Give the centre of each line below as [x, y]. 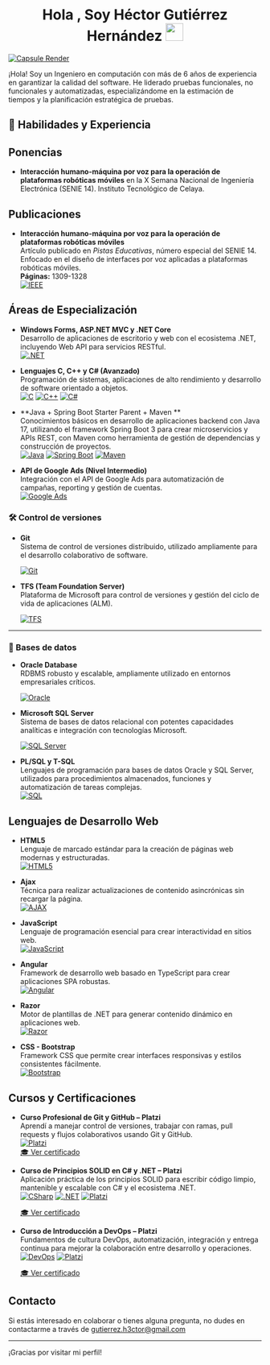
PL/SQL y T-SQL [47, 762]
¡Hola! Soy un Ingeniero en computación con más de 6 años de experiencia [133, 73]
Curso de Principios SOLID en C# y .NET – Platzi [101, 1170]
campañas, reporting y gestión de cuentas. [91, 487]
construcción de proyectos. [65, 446]
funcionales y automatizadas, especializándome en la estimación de [121, 91]
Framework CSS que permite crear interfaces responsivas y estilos [131, 1056]
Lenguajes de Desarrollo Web [84, 821]
